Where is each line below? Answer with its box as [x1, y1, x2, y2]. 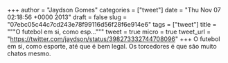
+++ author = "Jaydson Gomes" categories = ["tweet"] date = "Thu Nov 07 [7, 6, 222, 14]
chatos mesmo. [7, 49, 51, 58]
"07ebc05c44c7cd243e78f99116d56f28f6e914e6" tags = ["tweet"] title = [7, 21, 217, 28]
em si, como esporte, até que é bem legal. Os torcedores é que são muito [7, 42, 217, 50]
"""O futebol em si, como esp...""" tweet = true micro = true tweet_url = [7, 27, 211, 36]
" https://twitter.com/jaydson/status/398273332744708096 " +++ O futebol [7, 35, 220, 43]
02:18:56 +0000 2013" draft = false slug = [7, 13, 128, 21]
